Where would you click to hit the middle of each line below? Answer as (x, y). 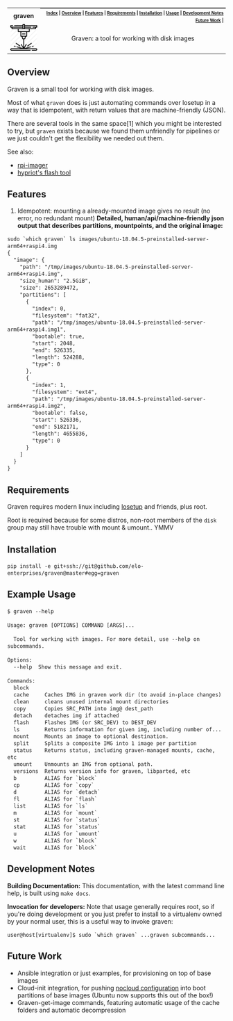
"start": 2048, (54, 344)
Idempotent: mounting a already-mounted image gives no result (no (114, 211)
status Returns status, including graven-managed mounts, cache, (114, 750)
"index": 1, (50, 385)
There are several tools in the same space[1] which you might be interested (114, 123)
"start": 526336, (57, 420)
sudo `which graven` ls (42, 239)
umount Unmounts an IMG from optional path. (84, 764)
